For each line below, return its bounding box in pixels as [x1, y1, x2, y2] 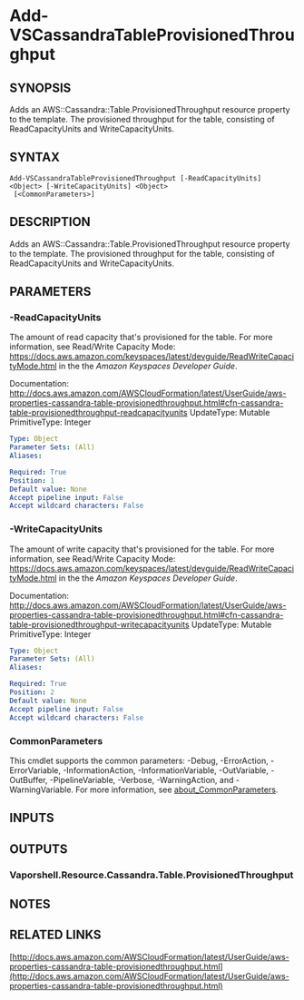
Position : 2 [9, 688, 54, 697]
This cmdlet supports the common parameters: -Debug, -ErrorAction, [9, 755, 270, 766]
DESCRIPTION [9, 214, 91, 230]
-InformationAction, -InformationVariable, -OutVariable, [63, 764, 270, 776]
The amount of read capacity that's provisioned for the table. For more [9, 332, 273, 343]
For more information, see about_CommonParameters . [75, 784, 279, 795]
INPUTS [9, 810, 54, 826]
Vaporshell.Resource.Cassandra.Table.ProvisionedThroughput [9, 868, 294, 881]
